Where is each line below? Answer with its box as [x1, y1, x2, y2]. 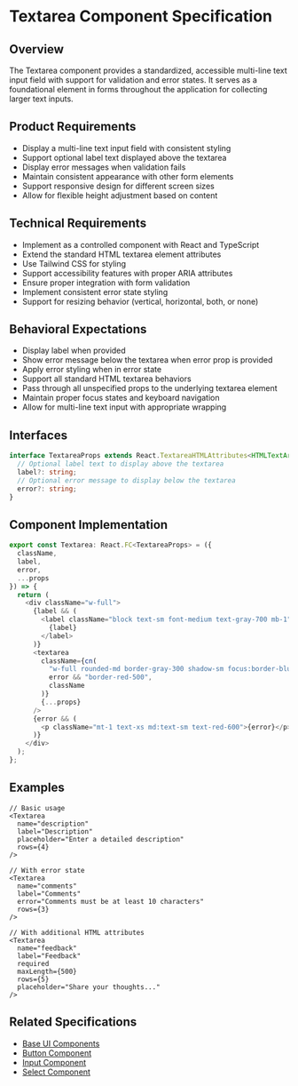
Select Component [21, 1066, 91, 1077]
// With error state [9, 866, 86, 874]
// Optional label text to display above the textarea [17, 459, 224, 468]
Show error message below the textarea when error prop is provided [21, 355, 273, 365]
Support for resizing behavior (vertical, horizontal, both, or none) [21, 296, 259, 307]
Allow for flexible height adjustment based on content [21, 189, 218, 201]
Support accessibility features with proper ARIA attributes [21, 268, 233, 278]
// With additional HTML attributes [9, 928, 145, 937]
